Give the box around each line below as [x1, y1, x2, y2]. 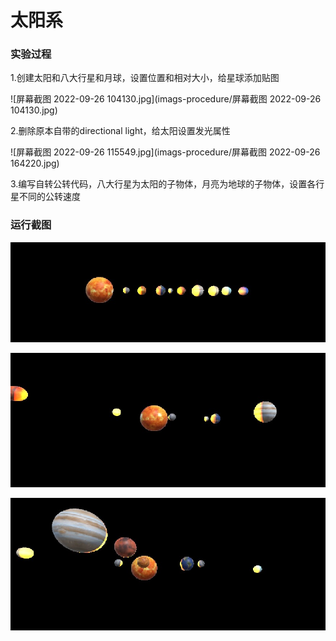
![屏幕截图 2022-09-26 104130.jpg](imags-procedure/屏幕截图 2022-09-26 [10, 93, 322, 105]
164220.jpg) [10, 157, 60, 170]
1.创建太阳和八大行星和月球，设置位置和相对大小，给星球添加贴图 [10, 72, 280, 84]
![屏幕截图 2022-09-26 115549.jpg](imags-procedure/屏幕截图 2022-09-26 [10, 146, 321, 158]
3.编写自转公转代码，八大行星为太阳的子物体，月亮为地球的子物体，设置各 [10, 178, 317, 190]
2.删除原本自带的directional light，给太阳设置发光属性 [10, 125, 231, 137]
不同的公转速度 [18, 191, 81, 203]
